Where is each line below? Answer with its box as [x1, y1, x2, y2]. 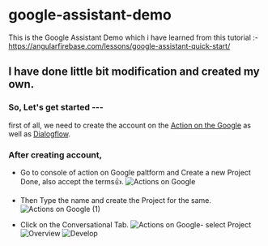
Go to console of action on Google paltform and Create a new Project [19, 167, 251, 177]
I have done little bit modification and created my [8, 65, 261, 79]
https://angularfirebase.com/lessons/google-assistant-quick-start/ [8, 41, 231, 50]
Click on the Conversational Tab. [19, 219, 130, 229]
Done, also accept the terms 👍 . [19, 176, 124, 186]
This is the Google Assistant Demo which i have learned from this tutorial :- [8, 32, 259, 42]
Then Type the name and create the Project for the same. [19, 195, 212, 205]
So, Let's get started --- [8, 101, 104, 113]
